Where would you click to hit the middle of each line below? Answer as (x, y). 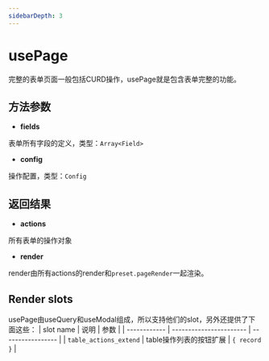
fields (30, 127)
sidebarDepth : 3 (35, 16)
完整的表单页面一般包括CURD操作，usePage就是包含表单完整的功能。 (125, 79)
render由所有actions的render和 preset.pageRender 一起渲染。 (108, 273)
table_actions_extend (103, 340)
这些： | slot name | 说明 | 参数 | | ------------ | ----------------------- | (133, 330)
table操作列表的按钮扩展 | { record (204, 340)
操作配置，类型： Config (48, 176)
